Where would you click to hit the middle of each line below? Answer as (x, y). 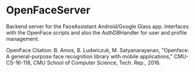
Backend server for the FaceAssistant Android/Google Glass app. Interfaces (97, 26)
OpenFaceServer (48, 10)
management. (23, 39)
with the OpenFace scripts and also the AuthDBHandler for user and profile (97, 32)
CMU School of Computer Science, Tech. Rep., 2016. (97, 63)
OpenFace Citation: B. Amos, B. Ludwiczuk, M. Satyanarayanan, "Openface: (97, 50)
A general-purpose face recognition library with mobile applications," (89, 56)
